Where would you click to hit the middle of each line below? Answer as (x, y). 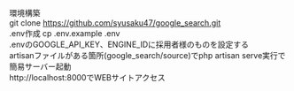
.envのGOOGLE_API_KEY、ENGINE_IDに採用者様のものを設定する (129, 44)
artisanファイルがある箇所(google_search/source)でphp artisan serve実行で (147, 55)
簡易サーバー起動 (40, 66)
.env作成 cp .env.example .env (65, 33)
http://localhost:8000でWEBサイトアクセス (87, 77)
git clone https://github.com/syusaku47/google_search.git (115, 23)
